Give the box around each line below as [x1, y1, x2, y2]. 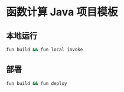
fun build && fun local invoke [6, 47, 83, 52]
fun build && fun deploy [6, 80, 67, 86]
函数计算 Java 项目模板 [6, 5, 118, 19]
